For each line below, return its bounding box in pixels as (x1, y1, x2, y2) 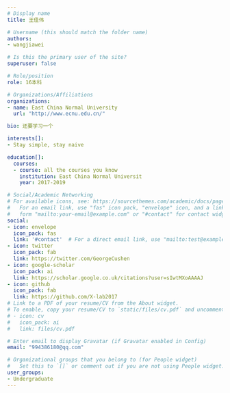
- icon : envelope (7, 223, 57, 230)
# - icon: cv (7, 312, 44, 319)
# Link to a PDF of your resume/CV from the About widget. (7, 300, 179, 307)
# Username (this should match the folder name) (7, 29, 149, 36)
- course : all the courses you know (13, 166, 118, 173)
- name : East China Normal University (7, 104, 118, 111)
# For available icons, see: (7, 198, 90, 205)
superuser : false (7, 60, 57, 67)
